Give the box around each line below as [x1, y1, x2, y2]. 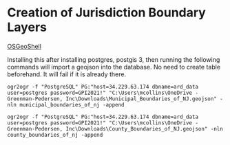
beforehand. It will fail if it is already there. [7, 70, 126, 78]
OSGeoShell [7, 42, 41, 50]
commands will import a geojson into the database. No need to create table [7, 63, 221, 71]
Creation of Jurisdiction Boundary [7, 5, 207, 21]
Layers [7, 19, 47, 35]
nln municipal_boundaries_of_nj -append [7, 101, 125, 108]
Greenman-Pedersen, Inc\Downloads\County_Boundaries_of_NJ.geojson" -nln [7, 125, 224, 132]
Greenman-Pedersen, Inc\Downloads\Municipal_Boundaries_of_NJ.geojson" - [7, 95, 224, 102]
